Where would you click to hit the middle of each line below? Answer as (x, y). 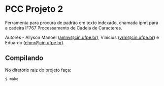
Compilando (24, 58)
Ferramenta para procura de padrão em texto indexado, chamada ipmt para (82, 23)
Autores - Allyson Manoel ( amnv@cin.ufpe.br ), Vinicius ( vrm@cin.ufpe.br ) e (82, 37)
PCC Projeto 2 (34, 9)
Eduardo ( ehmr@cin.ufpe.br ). (35, 42)
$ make (12, 79)
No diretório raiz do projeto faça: (38, 70)
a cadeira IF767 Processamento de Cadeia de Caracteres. (64, 28)
